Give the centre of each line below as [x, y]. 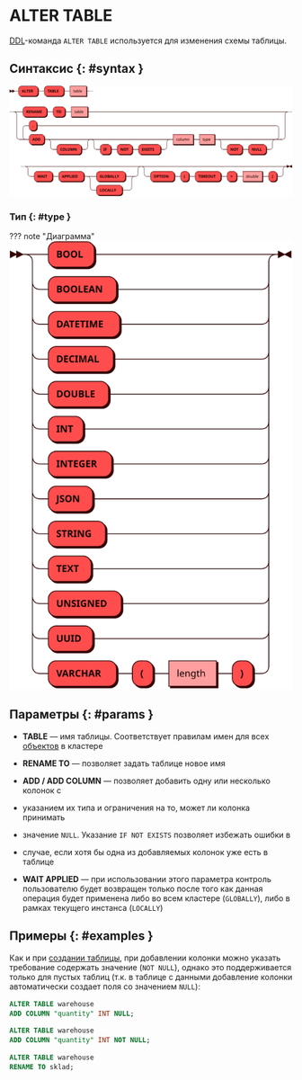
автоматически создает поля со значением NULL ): [105, 986]
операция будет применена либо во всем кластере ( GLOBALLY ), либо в [156, 898]
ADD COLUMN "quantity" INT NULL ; [72, 1013]
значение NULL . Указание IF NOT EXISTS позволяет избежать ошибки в [156, 835]
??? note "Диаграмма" [52, 237]
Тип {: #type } [40, 217]
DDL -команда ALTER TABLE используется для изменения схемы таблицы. [148, 40]
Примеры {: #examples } [81, 936]
